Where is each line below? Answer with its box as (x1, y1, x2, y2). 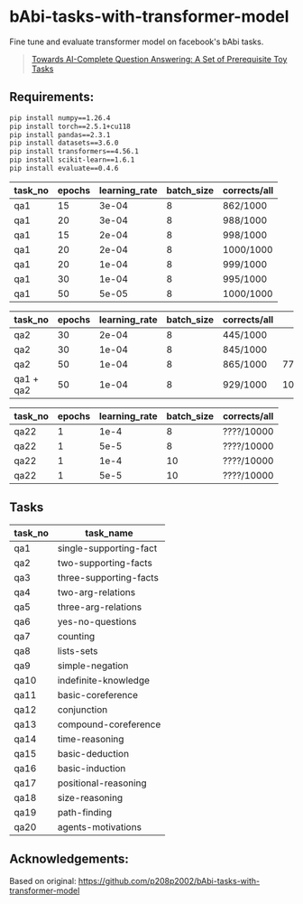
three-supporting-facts (57, 571, 160, 583)
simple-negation (57, 659, 129, 672)
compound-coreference (57, 718, 161, 731)
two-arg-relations (57, 585, 136, 598)
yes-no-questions (57, 615, 137, 628)
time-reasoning (57, 732, 124, 745)
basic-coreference (57, 688, 138, 701)
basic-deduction (57, 747, 129, 760)
